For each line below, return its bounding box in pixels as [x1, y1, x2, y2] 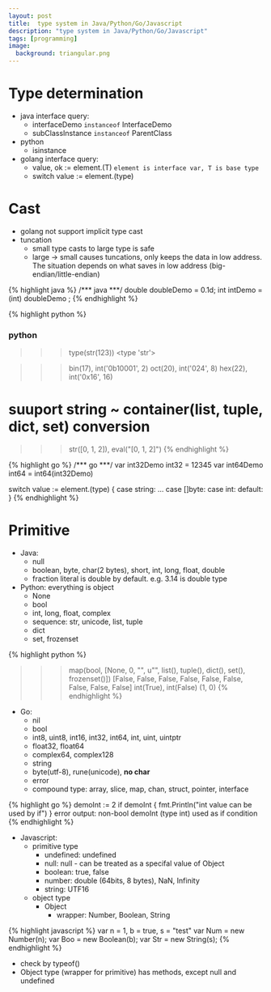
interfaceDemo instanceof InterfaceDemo [32, 119, 172, 129]
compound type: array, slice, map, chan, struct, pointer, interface [32, 784, 249, 794]
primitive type [32, 842, 78, 851]
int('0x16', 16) [68, 372, 113, 382]
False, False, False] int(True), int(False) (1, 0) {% [68, 683, 228, 693]
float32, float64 [32, 741, 85, 751]
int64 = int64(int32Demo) [8, 468, 94, 478]
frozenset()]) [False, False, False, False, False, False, [68, 674, 243, 684]
